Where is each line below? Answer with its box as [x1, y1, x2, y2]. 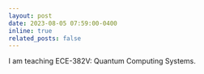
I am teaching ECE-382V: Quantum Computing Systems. [8, 56, 196, 66]
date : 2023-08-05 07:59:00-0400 [8, 19, 117, 27]
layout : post [8, 11, 53, 20]
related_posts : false [8, 34, 82, 43]
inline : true [8, 27, 53, 35]
